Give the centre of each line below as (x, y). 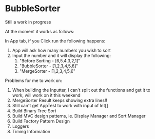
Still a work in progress (28, 22)
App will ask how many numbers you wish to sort (61, 50)
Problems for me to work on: (34, 80)
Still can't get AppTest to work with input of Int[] (60, 105)
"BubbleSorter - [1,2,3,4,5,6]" (49, 66)
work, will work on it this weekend (46, 95)
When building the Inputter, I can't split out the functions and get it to (81, 90)
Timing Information (31, 131)
